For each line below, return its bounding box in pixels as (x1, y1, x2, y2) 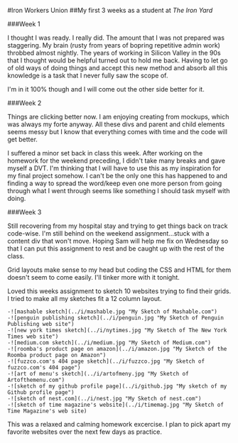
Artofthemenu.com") (7, 376, 65, 383)
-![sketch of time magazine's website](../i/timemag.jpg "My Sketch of (7, 401, 224, 408)
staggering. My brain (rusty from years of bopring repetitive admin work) (7, 41, 220, 49)
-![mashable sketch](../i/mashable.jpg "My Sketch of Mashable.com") (7, 308, 218, 315)
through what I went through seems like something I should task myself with (7, 187, 230, 195)
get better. (7, 135, 38, 143)
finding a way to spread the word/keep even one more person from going (7, 179, 222, 187)
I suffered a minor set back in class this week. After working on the (7, 149, 203, 157)
